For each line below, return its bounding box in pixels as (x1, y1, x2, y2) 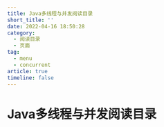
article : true (7, 68, 48, 75)
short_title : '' (7, 17, 54, 23)
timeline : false (7, 74, 54, 81)
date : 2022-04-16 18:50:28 (7, 23, 85, 30)
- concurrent (13, 61, 51, 68)
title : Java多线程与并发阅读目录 (7, 10, 93, 17)
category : (7, 29, 36, 37)
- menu (13, 55, 33, 62)
